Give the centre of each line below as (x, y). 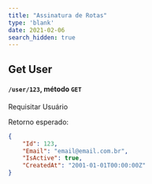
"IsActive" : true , (52, 158)
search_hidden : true (42, 37)
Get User (30, 69)
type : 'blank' (32, 23)
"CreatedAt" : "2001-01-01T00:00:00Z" (84, 166)
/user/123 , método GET (45, 89)
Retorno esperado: (39, 122)
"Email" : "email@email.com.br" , (75, 151)
